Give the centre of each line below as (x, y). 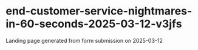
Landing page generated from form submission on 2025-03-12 (84, 40)
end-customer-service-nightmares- (99, 11)
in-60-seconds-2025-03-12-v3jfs (94, 24)
